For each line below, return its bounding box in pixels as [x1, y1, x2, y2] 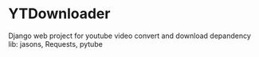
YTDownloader [8, 5, 111, 23]
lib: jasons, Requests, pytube [8, 39, 104, 48]
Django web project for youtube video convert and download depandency [8, 31, 251, 40]
